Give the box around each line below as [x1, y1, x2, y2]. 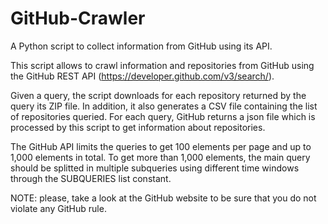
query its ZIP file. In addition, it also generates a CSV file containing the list [10, 100, 318, 112]
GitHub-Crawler [10, 7, 146, 30]
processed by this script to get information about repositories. [10, 121, 266, 133]
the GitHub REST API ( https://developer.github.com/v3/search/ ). [10, 70, 275, 82]
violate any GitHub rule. [10, 202, 107, 214]
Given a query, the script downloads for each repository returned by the [10, 89, 307, 101]
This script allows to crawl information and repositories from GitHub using [10, 59, 315, 71]
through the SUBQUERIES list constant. [10, 172, 172, 184]
